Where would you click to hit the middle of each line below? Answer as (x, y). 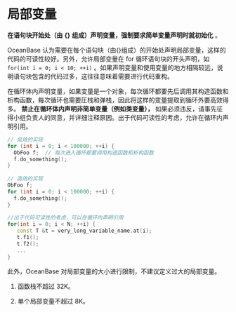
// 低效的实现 (25, 140)
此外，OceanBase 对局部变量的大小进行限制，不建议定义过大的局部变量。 (114, 271)
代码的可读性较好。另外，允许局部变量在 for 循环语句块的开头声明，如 (109, 59)
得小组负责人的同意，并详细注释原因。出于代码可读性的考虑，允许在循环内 (115, 117)
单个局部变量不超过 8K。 (53, 301)
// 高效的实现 (25, 179)
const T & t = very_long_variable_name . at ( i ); (84, 231)
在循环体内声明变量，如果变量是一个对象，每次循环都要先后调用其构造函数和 (118, 91)
